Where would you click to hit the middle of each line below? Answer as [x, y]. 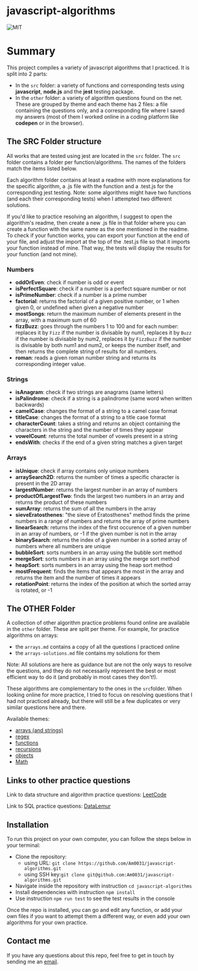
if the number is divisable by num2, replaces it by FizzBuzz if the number [103, 339]
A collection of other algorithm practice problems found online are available [98, 623]
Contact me [29, 941]
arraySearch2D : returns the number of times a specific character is [97, 477]
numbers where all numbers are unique [63, 546]
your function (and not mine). [42, 254]
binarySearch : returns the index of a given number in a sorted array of [101, 540]
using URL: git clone [50, 863]
